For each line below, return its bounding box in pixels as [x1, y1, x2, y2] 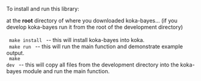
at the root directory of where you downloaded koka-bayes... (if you [6, 17, 178, 24]
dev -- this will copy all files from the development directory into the [6, 61, 179, 68]
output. [6, 49, 24, 57]
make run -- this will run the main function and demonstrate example [9, 43, 183, 50]
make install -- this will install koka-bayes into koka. [9, 37, 145, 43]
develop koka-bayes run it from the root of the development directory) [6, 24, 183, 30]
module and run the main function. [23, 68, 110, 75]
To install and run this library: [6, 5, 79, 12]
